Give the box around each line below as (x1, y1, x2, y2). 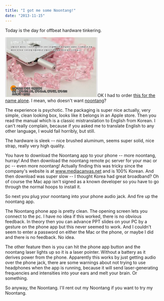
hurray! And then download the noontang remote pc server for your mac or (5, 158, 158, 164)
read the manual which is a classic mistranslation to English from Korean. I (5, 117, 156, 123)
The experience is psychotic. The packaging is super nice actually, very (5, 107, 151, 113)
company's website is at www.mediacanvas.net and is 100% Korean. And (5, 168, 154, 174)
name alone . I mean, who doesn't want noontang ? (5, 98, 107, 103)
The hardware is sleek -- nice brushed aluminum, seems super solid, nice (5, 137, 154, 143)
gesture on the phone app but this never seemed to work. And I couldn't (5, 224, 152, 230)
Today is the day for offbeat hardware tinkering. (5, 27, 102, 33)
